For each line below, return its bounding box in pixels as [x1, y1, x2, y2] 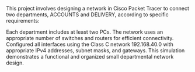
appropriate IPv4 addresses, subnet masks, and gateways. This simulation [6, 47, 185, 54]
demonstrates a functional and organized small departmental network [6, 53, 174, 60]
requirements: [6, 17, 40, 24]
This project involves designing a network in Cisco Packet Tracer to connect [6, 5, 190, 12]
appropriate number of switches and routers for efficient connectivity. [6, 35, 174, 41]
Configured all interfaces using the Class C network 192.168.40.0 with [6, 41, 173, 48]
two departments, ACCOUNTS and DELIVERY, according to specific [6, 11, 169, 18]
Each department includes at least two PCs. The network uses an [6, 28, 163, 35]
